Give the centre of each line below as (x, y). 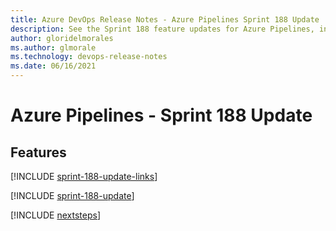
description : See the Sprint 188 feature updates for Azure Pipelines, (162, 29)
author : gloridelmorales (62, 38)
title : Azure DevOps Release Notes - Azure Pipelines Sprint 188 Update (165, 19)
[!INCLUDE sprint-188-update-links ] (84, 176)
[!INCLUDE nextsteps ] (56, 215)
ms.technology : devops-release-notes (89, 57)
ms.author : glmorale (53, 47)
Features (38, 152)
